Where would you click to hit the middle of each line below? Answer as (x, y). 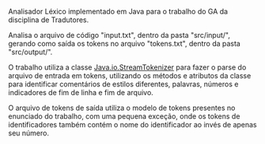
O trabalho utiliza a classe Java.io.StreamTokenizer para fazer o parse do (127, 67)
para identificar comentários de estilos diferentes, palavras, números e (123, 84)
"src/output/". (30, 52)
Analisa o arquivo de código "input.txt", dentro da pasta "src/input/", (119, 35)
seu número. (29, 133)
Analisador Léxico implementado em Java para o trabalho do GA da (118, 11)
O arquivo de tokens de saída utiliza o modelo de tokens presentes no (122, 108)
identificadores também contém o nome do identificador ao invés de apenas (132, 125)
